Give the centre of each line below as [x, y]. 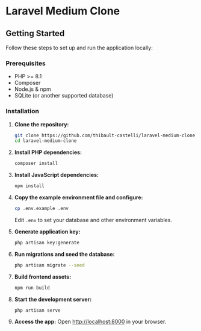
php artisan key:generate [47, 243]
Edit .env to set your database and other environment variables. [93, 220]
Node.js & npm [33, 89]
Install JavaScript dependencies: [57, 175]
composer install [36, 164]
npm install [29, 186]
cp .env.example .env [41, 209]
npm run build [32, 288]
